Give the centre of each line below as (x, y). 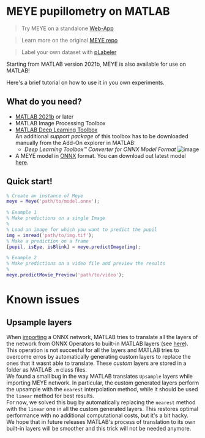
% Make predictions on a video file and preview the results (86, 264)
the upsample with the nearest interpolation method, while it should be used (102, 389)
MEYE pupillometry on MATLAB (88, 11)
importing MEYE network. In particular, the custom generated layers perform (103, 383)
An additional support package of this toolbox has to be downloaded (102, 136)
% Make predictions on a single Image (56, 218)
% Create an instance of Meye (45, 196)
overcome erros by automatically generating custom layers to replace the (99, 356)
